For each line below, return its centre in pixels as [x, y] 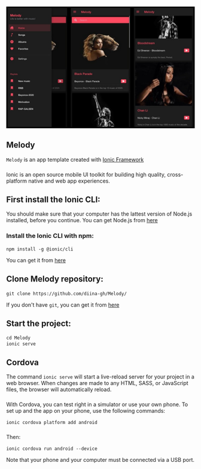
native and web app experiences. [69, 181]
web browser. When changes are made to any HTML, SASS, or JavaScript [97, 383]
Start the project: [39, 323]
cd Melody [19, 338]
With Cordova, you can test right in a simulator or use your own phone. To [97, 404]
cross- [175, 174]
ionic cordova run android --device [52, 449]
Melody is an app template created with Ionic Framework [75, 159]
